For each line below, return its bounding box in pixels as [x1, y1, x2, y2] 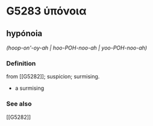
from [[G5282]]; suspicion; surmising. [6, 73, 100, 80]
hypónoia [6, 28, 43, 39]
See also [6, 99, 32, 108]
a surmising [14, 84, 45, 92]
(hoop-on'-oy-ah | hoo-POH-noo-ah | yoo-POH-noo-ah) [6, 44, 148, 51]
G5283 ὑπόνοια [6, 4, 87, 18]
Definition [6, 59, 36, 68]
